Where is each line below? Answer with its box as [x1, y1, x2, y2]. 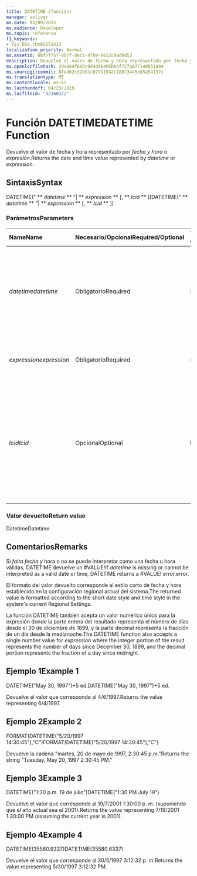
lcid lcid [9, 439, 29, 447]
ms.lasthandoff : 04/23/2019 [6, 85, 75, 91]
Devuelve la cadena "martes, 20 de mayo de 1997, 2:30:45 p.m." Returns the [6, 750, 189, 757]
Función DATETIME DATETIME [6, 116, 154, 130]
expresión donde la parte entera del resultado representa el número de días [6, 618, 189, 625]
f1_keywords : [6, 36, 38, 42]
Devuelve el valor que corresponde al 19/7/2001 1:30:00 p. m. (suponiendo [6, 800, 186, 807]
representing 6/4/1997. [6, 699, 61, 706]
